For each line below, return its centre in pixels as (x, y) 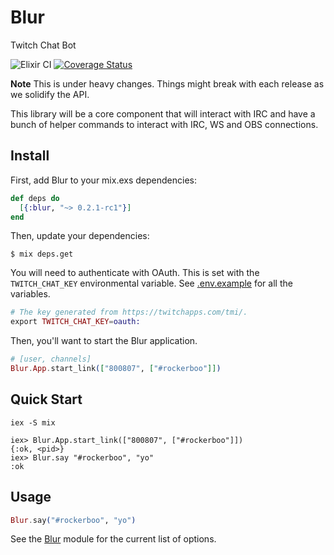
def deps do (35, 198)
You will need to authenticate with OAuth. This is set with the (135, 273)
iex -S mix (33, 422)
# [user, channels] (51, 359)
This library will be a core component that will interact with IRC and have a (163, 113)
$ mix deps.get (42, 254)
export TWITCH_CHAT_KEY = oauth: (75, 322)
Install (30, 156)
